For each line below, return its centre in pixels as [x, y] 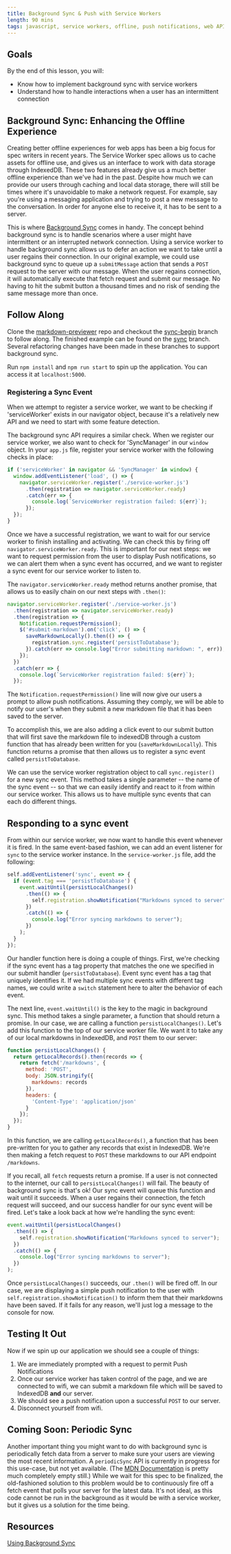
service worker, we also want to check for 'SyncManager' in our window [108, 443]
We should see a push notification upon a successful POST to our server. [119, 1400]
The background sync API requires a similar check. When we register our [111, 435]
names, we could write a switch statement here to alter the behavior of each [115, 988]
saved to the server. [35, 716]
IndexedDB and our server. [55, 1393]
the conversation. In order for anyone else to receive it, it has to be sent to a [114, 207]
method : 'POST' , [48, 1070]
